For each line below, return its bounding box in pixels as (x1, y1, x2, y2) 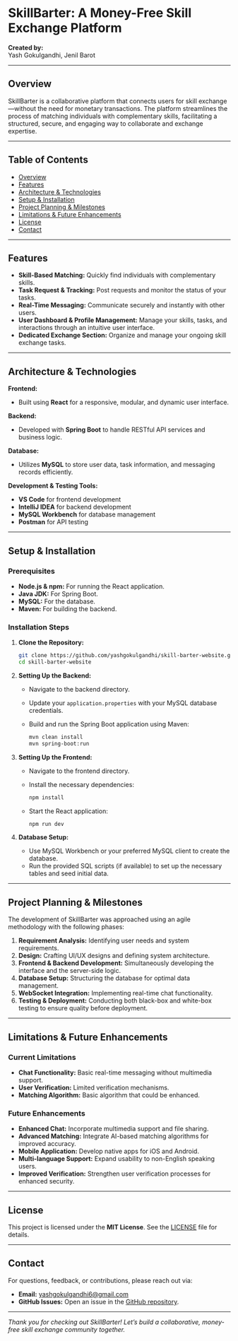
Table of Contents (8, 154, 89, 166)
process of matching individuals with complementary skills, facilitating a (8, 112, 218, 120)
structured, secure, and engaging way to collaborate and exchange (8, 119, 203, 128)
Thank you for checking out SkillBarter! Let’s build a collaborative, (8, 1318, 201, 1326)
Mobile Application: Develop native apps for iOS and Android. (18, 1147, 200, 1156)
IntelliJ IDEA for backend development (18, 503, 131, 512)
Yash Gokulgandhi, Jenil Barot (8, 51, 96, 59)
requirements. (18, 944, 59, 952)
